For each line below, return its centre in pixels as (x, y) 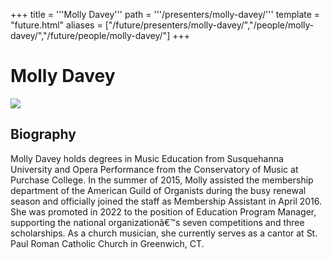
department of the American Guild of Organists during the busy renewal (158, 190)
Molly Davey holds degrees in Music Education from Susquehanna (147, 158)
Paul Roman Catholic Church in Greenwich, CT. (107, 243)
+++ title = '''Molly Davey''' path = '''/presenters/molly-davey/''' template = (165, 14)
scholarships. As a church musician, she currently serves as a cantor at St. (164, 233)
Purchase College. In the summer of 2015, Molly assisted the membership (162, 180)
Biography (43, 134)
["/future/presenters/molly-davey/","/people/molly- (209, 25)
